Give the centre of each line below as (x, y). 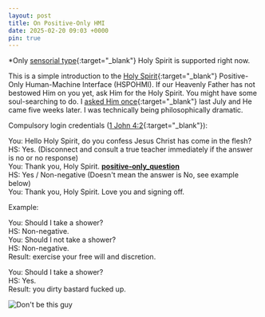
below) (20, 184)
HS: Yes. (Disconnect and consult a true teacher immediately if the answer (131, 149)
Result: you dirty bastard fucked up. (67, 289)
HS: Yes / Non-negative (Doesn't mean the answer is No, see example (124, 175)
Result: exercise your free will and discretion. (82, 257)
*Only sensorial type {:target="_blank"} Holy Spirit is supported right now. (129, 61)
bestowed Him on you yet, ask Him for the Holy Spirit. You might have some (133, 93)
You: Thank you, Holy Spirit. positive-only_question (94, 166)
